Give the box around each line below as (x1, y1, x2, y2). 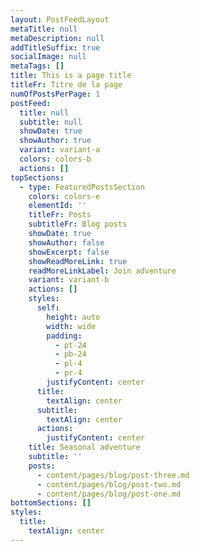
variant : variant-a (19, 145, 101, 155)
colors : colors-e (28, 191, 101, 201)
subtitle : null (19, 117, 83, 127)
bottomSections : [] (10, 498, 92, 508)
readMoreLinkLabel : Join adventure (28, 266, 177, 276)
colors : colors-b (19, 154, 92, 164)
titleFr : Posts (28, 210, 92, 220)
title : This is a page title (10, 71, 132, 81)
